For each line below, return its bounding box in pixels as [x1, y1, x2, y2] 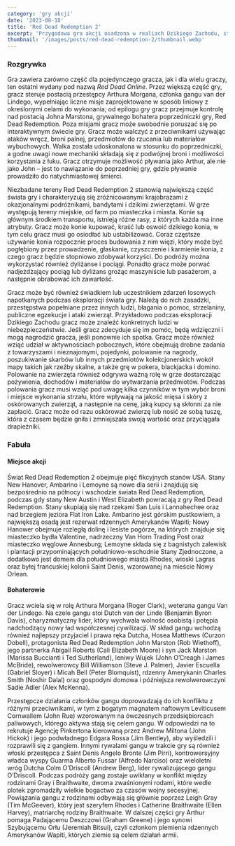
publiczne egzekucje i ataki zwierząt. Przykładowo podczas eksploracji [7, 311, 212, 319]
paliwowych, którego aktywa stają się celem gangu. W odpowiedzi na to [7, 719, 215, 727]
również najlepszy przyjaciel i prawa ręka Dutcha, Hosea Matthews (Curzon [7, 631, 225, 639]
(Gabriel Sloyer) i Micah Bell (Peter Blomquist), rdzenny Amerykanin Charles [7, 668, 227, 677]
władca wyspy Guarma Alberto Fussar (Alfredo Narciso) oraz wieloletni [7, 756, 212, 764]
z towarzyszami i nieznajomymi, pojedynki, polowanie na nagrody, [7, 348, 198, 356]
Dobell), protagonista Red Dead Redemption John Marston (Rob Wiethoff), [7, 638, 222, 646]
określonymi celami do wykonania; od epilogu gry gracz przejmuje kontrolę [7, 105, 224, 113]
